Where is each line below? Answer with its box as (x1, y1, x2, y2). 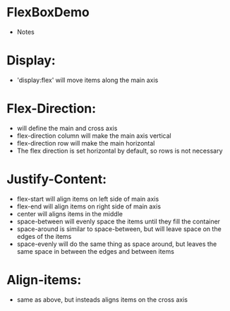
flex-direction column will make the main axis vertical (16, 131, 171, 140)
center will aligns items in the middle (16, 209, 123, 218)
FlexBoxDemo (6, 4, 90, 20)
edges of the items (16, 232, 72, 240)
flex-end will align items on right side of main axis (16, 202, 162, 211)
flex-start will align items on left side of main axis (16, 194, 159, 203)
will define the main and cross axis (16, 124, 118, 132)
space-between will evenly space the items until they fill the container (16, 217, 220, 225)
